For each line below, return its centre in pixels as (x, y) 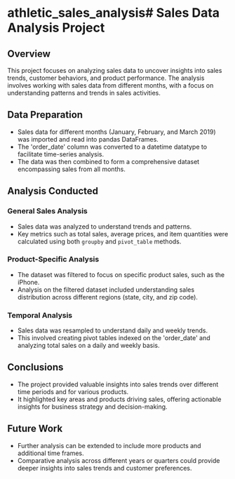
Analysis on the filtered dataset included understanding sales (106, 290)
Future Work (35, 429)
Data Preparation (45, 115)
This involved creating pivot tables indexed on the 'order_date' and (114, 338)
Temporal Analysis (40, 315)
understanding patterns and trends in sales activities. (84, 93)
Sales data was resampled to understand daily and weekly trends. (113, 330)
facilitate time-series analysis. (61, 154)
